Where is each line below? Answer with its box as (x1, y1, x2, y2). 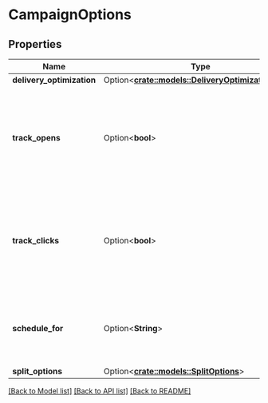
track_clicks (12, 235, 60, 246)
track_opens (12, 132, 61, 143)
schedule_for (12, 323, 64, 334)
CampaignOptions (8, 6, 132, 24)
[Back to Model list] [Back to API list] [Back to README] (8, 386, 191, 396)
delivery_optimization (12, 74, 97, 85)
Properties (8, 38, 62, 51)
